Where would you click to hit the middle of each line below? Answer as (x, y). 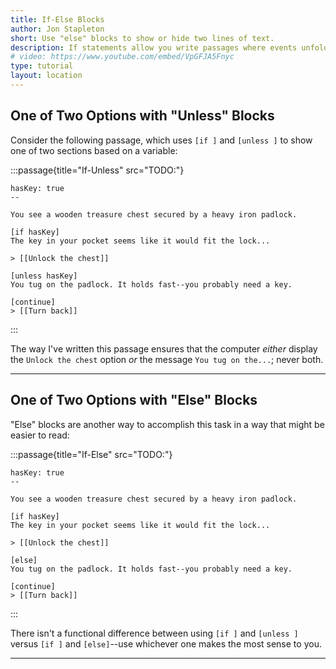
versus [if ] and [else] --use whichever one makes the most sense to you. (166, 643)
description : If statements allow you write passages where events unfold (169, 47)
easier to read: (40, 435)
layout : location (46, 76)
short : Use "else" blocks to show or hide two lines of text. (142, 38)
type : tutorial (42, 66)
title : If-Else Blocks (57, 19)
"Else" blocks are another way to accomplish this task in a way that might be (167, 424)
